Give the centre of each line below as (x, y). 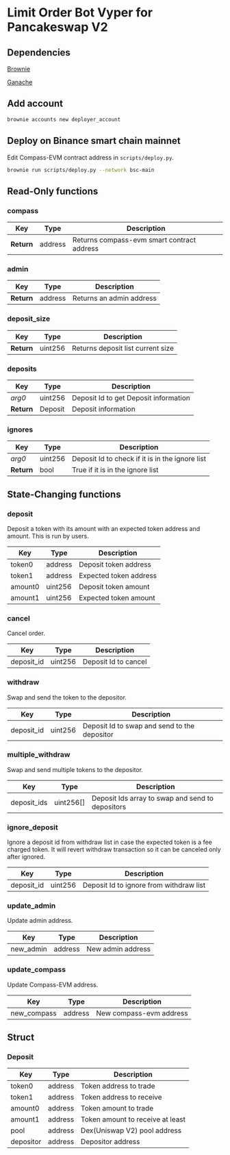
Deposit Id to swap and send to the (139, 725)
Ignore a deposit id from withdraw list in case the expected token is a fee (110, 842)
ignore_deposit (33, 827)
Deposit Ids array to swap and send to (153, 798)
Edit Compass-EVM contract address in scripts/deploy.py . (91, 157)
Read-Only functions (53, 191)
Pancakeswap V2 (57, 27)
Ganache (20, 82)
